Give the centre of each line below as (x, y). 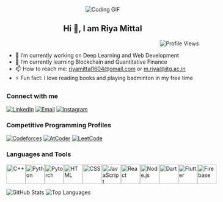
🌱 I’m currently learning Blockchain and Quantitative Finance (91, 62)
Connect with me (32, 96)
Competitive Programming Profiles (59, 125)
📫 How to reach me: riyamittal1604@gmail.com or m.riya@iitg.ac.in (101, 69)
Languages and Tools (39, 154)
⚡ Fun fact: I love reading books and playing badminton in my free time (104, 78)
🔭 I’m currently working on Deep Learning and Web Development (97, 55)
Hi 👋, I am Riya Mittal (103, 28)
